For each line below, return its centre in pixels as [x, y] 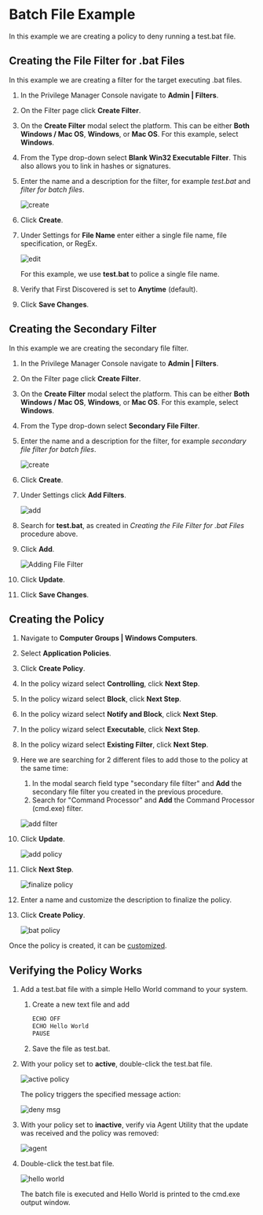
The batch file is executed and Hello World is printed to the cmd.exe [130, 1194]
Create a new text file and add [81, 1004]
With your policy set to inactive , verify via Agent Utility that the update [134, 1125]
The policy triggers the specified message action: [100, 1094]
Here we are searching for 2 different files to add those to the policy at [134, 760]
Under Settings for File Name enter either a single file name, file [123, 235]
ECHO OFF [46, 1019]
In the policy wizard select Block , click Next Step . [100, 699]
